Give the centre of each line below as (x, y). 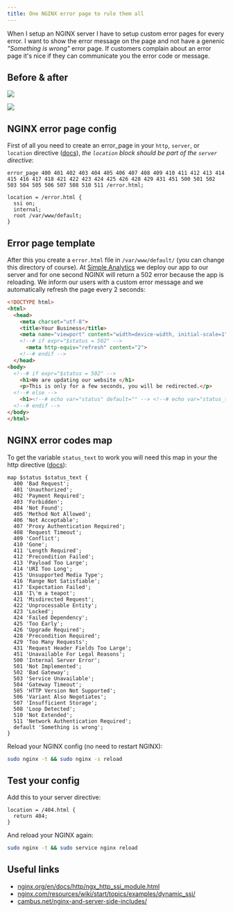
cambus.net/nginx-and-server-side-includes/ (82, 901)
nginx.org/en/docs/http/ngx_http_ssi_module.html (88, 886)
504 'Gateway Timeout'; (48, 684)
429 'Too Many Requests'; (51, 642)
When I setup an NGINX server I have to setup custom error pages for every (115, 33)
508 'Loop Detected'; (45, 709)
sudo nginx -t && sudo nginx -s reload (65, 759)
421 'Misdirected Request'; (54, 599)
